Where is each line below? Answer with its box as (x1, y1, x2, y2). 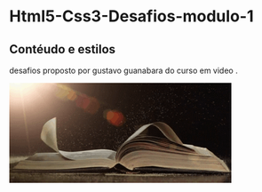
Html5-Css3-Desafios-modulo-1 (9, 6, 254, 27)
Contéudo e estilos (9, 42, 116, 57)
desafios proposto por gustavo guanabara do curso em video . (9, 65, 238, 76)
